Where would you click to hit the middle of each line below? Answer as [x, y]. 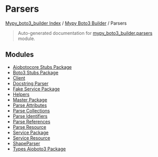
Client [19, 78]
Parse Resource [29, 127]
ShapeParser [26, 143]
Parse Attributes [30, 105]
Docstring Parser [30, 83]
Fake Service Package [36, 89]
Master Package [30, 100]
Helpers [21, 94]
